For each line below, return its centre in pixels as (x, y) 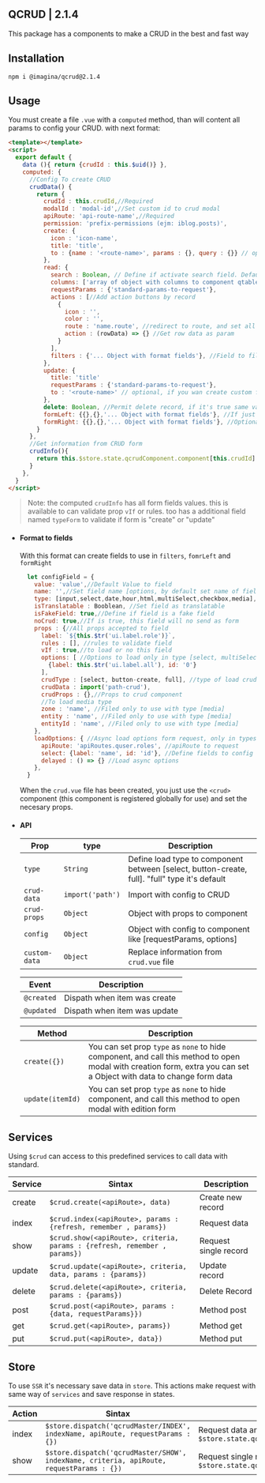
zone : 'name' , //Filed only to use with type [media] (133, 709)
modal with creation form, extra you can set (169, 1067)
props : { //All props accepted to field (101, 628)
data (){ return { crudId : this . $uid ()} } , (95, 165)
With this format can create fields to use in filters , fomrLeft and (125, 555)
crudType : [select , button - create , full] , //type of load (140, 679)
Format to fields (46, 538)
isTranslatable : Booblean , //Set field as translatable (130, 606)
